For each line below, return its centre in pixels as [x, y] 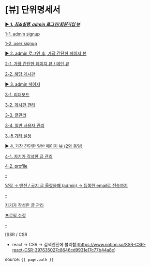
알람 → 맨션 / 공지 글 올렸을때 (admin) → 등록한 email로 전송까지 [67, 185]
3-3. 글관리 [16, 115]
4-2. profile [16, 166]
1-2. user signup [21, 43]
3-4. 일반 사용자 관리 [25, 125]
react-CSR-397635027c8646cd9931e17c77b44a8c [63, 250]
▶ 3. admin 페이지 [23, 84]
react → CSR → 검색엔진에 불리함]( [46, 244]
